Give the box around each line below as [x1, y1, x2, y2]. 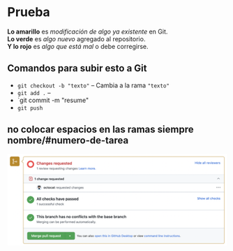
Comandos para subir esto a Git [7, 62, 147, 74]
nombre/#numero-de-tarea [7, 134, 129, 147]
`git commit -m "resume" [17, 96, 89, 104]
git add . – [17, 88, 51, 96]
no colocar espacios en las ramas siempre [7, 124, 194, 136]
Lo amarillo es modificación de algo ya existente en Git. [7, 27, 168, 36]
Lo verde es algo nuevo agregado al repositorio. [7, 34, 146, 43]
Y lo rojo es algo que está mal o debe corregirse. [7, 42, 149, 50]
